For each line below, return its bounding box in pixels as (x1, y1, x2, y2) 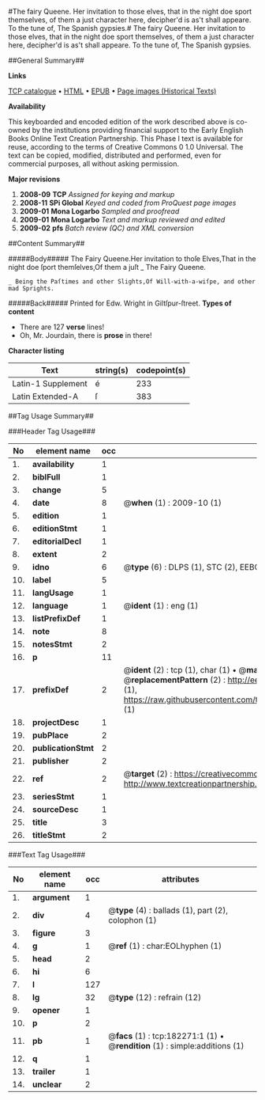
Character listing (8, 346, 65, 355)
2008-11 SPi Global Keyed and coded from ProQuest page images (19, 198, 237, 207)
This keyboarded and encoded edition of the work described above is (8, 117, 235, 126)
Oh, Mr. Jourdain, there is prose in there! (19, 331, 152, 339)
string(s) (95, 365, 129, 375)
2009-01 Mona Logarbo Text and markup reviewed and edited (19, 215, 226, 224)
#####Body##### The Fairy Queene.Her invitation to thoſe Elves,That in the (8, 254, 256, 264)
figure (32, 927, 56, 939)
